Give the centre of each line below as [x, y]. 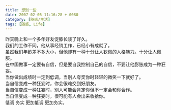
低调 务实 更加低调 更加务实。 [36, 102]
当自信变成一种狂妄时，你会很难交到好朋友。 [52, 84]
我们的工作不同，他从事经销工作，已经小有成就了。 [59, 46]
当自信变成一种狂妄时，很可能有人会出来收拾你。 [56, 96]
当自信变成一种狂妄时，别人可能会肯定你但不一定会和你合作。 [70, 90]
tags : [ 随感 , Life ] [25, 24]
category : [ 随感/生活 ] [28, 19]
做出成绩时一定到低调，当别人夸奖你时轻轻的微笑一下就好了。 [79, 77]
